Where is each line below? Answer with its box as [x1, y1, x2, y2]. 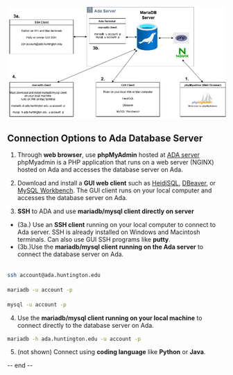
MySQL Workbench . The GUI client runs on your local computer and [17, 186, 212, 194]
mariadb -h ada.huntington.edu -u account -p [7, 335, 141, 342]
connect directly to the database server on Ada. [17, 321, 154, 329]
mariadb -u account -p [7, 286, 73, 293]
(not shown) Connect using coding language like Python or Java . [17, 348, 206, 356]
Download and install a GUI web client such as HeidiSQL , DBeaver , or [17, 179, 216, 187]
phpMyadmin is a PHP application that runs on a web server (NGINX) [17, 158, 214, 167]
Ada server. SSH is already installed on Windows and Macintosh [17, 228, 200, 236]
